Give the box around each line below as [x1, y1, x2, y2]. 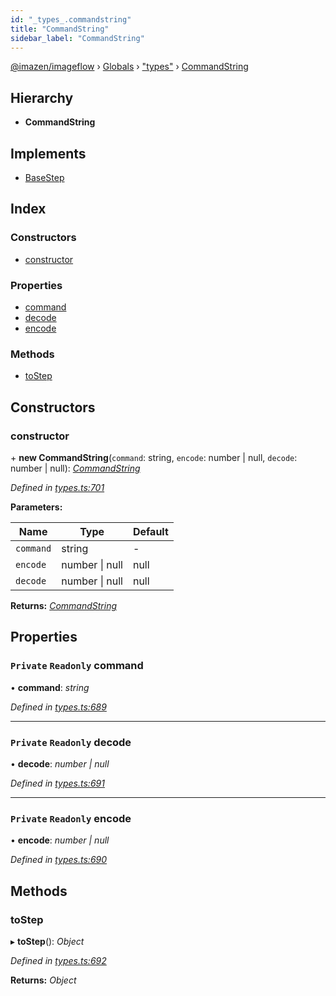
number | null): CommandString [10, 462, 141, 474]
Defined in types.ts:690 [10, 854, 108, 866]
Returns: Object [10, 974, 77, 986]
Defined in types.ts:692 [10, 954, 107, 966]
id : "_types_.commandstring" [10, 14, 132, 25]
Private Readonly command [10, 659, 144, 673]
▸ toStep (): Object [10, 935, 85, 947]
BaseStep [24, 172, 65, 183]
